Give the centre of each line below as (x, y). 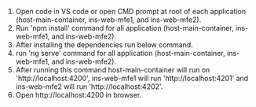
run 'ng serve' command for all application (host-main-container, (120, 53)
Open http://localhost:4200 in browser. (79, 95)
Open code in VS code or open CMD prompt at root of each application (130, 11)
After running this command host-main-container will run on (113, 70)
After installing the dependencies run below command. (104, 45)
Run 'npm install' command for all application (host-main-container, (124, 28)
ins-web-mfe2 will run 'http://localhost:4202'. (89, 87)
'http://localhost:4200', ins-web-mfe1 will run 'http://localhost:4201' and (132, 78)
